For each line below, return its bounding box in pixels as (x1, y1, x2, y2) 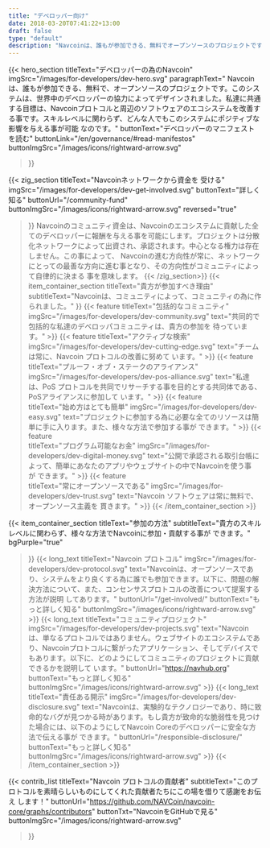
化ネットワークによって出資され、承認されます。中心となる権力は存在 (27, 241, 260, 250)
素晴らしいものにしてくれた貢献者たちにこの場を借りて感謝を (43, 787, 247, 796)
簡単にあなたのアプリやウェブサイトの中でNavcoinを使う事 (55, 461, 252, 471)
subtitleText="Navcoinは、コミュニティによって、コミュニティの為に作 (27, 292, 262, 301)
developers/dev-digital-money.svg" (27, 451, 146, 461)
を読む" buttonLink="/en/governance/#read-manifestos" (8, 134, 196, 143)
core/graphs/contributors (8, 807, 92, 817)
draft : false (8, 27, 52, 35)
